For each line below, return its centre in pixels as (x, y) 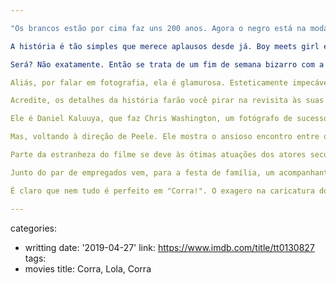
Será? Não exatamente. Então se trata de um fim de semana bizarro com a (167, 64)
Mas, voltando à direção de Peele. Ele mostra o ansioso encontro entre (165, 137)
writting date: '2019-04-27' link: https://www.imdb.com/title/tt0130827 (169, 247)
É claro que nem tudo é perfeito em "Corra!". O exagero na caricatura (162, 191)
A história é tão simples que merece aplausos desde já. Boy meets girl (165, 46)
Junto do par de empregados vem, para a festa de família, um (142, 172)
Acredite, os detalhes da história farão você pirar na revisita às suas (167, 101)
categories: (33, 228)
